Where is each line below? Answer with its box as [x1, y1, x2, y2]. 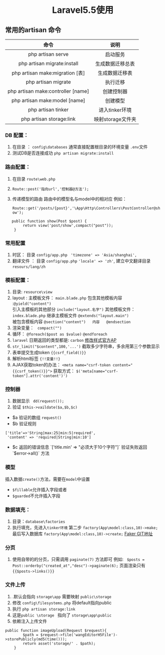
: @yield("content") [12, 300, 52, 306]
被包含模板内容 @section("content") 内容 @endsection [12, 319, 131, 325]
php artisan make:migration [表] [11, 70, 85, 76]
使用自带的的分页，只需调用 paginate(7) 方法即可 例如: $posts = [12, 556, 145, 562]
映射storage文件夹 [94, 116, 136, 122]
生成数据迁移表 [98, 70, 133, 76]
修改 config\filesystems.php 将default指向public [12, 600, 112, 606]
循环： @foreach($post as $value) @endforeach [12, 331, 107, 337]
